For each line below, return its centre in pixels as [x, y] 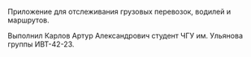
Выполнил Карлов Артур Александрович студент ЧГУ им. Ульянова [125, 36]
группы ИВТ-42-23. [41, 44]
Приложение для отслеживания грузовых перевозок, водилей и [119, 12]
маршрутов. [28, 20]
